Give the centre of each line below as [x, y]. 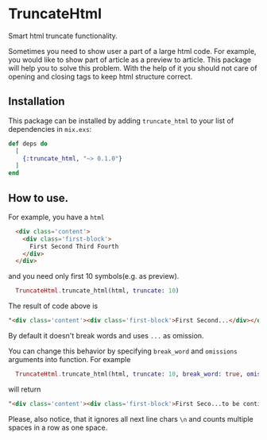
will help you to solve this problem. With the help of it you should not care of [133, 68]
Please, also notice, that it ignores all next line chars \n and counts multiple [131, 419]
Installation [37, 101]
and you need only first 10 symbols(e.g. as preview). [94, 276]
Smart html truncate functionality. [63, 36]
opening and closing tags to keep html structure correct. [101, 76]
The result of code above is [53, 306]
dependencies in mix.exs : [50, 129]
